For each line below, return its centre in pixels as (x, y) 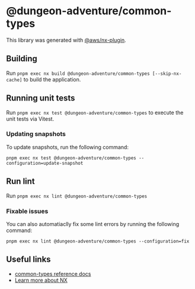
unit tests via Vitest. (30, 119)
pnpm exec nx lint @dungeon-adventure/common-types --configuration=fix (98, 241)
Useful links (29, 260)
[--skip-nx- (167, 73)
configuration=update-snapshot (45, 163)
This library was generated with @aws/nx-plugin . (66, 40)
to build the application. (52, 79)
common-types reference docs (53, 274)
